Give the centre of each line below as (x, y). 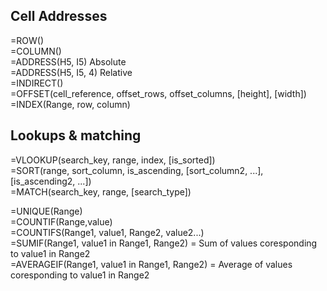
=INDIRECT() (37, 83)
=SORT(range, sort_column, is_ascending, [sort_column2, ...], (137, 170)
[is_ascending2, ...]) (51, 181)
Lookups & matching (76, 135)
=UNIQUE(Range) (46, 211)
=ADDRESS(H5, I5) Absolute (68, 61)
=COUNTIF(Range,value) (61, 221)
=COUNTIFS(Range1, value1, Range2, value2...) (107, 232)
